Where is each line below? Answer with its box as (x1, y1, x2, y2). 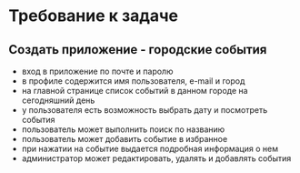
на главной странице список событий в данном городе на (21, 86, 248, 96)
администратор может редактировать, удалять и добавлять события (21, 153, 292, 164)
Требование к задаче (8, 5, 179, 26)
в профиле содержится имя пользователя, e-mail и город (21, 76, 245, 86)
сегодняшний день (21, 95, 95, 106)
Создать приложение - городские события (8, 42, 267, 57)
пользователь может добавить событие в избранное (21, 134, 228, 144)
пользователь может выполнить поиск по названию (21, 124, 225, 135)
